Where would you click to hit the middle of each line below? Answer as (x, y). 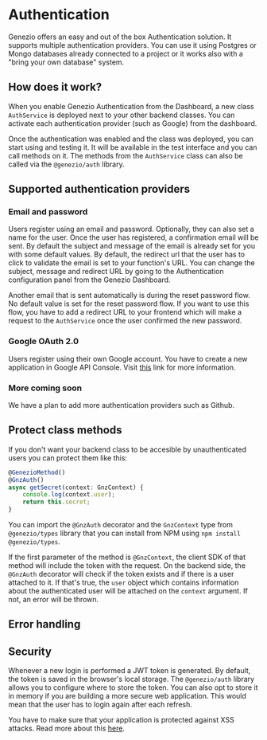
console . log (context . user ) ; (69, 495)
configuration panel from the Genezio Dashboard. (89, 280)
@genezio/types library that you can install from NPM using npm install (124, 533)
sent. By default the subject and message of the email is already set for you (132, 246)
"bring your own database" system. (66, 62)
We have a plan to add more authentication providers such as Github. (122, 405)
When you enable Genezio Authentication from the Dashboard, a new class (131, 106)
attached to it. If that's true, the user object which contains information (124, 582)
